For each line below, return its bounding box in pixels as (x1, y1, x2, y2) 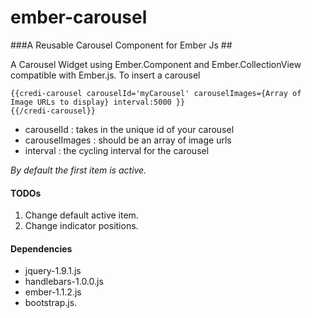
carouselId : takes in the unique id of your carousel (24, 123, 235, 135)
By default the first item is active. (10, 164, 147, 176)
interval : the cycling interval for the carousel (24, 144, 210, 156)
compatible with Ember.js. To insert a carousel (10, 69, 201, 81)
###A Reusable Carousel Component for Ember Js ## (10, 39, 233, 51)
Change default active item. (24, 209, 139, 221)
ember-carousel (10, 6, 148, 29)
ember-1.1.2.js (24, 286, 82, 298)
